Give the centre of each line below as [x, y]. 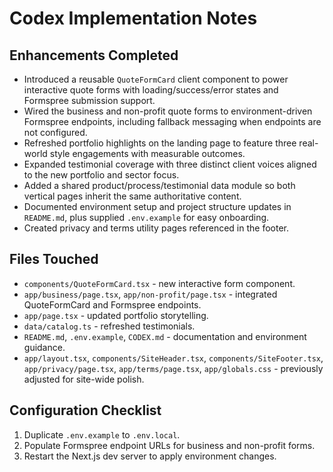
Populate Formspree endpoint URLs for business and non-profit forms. [169, 445]
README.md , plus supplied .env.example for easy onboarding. [146, 217]
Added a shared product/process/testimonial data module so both [159, 185]
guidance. [44, 347]
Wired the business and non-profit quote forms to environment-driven [168, 111]
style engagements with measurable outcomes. [147, 153]
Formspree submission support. [89, 100]
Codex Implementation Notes [133, 18]
